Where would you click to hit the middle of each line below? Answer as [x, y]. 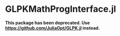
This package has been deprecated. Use [48, 23]
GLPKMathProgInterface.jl [61, 9]
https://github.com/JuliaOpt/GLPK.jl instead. [53, 28]
